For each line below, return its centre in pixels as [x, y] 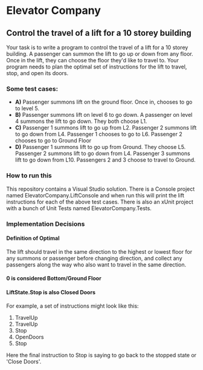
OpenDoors [29, 337]
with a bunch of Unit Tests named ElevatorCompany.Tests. [79, 208]
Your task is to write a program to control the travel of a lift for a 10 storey [97, 47]
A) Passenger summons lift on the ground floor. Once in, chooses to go [104, 102]
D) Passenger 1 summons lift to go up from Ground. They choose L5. [100, 147]
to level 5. [27, 108]
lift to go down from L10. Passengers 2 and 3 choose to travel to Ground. [105, 160]
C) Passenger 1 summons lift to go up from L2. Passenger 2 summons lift [106, 128]
